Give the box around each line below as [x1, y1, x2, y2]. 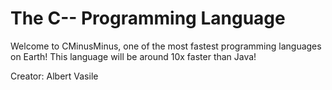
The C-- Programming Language [10, 7, 286, 30]
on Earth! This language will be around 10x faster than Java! [10, 50, 257, 62]
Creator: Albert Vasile [10, 70, 99, 82]
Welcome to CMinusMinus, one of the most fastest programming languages [10, 40, 322, 52]
